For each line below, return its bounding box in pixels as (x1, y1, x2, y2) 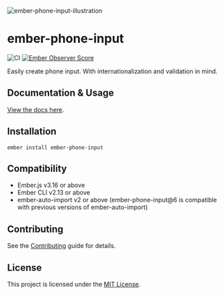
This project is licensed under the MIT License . (7, 280, 141, 288)
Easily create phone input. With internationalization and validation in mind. (7, 66, 218, 75)
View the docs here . (7, 105, 64, 114)
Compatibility (7, 163, 67, 175)
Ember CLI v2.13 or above (17, 188, 91, 197)
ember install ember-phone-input (7, 144, 104, 151)
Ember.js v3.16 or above (17, 181, 85, 190)
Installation (7, 125, 57, 138)
